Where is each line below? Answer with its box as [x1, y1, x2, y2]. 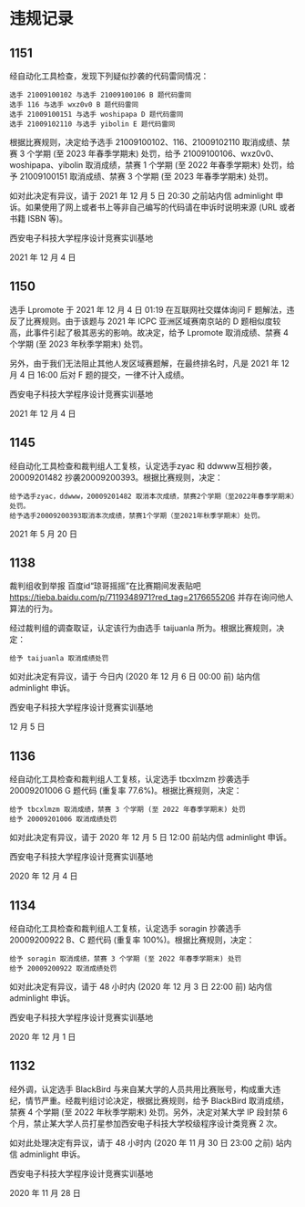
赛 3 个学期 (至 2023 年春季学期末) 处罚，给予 [9, 148, 182, 159]
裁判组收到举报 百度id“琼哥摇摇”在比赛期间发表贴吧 [9, 580, 202, 591]
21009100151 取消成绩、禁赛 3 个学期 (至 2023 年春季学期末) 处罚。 [19, 171, 273, 182]
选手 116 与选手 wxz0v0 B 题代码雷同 [9, 100, 139, 109]
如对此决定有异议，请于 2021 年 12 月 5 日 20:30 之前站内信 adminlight [9, 191, 274, 201]
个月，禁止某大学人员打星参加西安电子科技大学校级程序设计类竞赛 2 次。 [9, 1118, 282, 1129]
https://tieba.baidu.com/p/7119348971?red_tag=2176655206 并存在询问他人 [9, 592, 294, 603]
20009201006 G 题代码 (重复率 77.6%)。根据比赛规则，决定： [9, 786, 243, 796]
